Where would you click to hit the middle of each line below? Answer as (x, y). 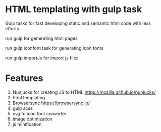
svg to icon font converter (39, 113)
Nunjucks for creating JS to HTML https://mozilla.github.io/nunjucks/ (84, 92)
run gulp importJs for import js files (42, 58)
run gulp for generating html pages (42, 38)
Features (24, 78)
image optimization (32, 119)
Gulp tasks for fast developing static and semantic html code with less (78, 23)
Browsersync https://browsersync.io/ (51, 103)
